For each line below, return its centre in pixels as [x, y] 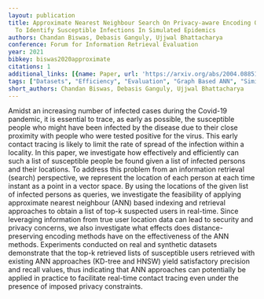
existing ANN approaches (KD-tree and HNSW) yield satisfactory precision [129, 261]
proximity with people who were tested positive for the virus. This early [123, 136]
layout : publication [42, 15]
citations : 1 [29, 67]
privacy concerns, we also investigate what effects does [99, 228]
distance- [208, 228]
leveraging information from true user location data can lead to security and [131, 220]
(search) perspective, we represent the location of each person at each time [132, 178]
